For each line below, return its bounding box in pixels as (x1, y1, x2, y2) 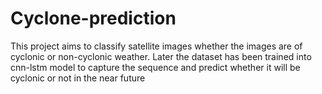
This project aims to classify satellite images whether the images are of (10, 40, 303, 52)
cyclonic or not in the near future (10, 72, 146, 84)
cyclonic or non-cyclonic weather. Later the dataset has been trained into (10, 50, 312, 62)
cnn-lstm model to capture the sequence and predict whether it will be (10, 61, 301, 73)
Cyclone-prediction (10, 7, 177, 30)
